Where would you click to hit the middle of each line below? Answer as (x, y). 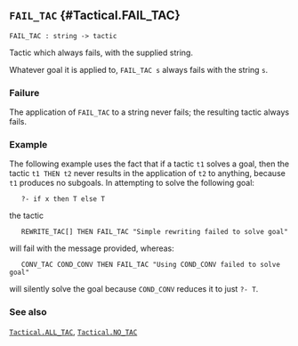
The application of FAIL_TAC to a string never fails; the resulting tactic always (149, 112)
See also (28, 312)
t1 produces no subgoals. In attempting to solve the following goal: (132, 183)
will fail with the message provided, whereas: (92, 248)
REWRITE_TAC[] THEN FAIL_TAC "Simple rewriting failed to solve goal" (155, 232)
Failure (24, 93)
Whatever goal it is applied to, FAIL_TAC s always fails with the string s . (139, 69)
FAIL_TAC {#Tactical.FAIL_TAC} (95, 16)
